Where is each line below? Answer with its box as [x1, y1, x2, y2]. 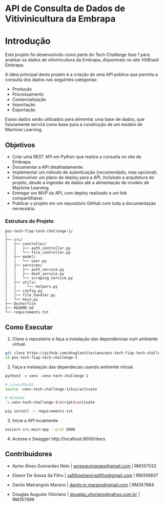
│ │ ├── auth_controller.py [5, 246, 71, 251]
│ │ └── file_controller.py [5, 250, 71, 255]
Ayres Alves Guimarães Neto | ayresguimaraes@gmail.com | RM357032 [12, 463, 157, 468]
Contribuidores [5, 450, 52, 458]
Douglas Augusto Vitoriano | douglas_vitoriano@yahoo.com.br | [12, 491, 140, 497]
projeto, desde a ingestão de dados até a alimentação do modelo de [12, 179, 149, 185]
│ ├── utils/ [5, 280, 36, 285]
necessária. [12, 205, 36, 211]
